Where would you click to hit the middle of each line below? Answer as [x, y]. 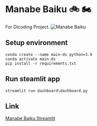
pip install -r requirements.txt [41, 64]
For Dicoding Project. [28, 27]
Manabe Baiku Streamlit [30, 118]
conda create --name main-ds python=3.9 [49, 54]
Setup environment [37, 43]
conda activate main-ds [31, 59]
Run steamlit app [33, 79]
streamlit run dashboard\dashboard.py [46, 91]
